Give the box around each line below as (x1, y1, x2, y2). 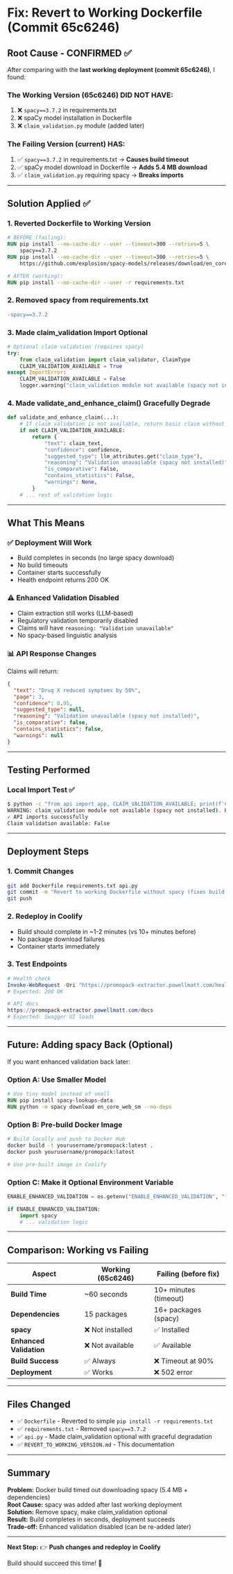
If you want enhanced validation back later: (7, 1057, 130, 1066)
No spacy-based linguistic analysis (17, 631, 117, 639)
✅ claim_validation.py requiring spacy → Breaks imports (17, 171, 184, 179)
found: (7, 73, 26, 81)
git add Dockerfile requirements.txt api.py (7, 882, 138, 889)
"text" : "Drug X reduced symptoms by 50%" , (13, 686, 141, 694)
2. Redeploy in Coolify (7, 912, 83, 922)
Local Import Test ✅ (7, 785, 75, 795)
